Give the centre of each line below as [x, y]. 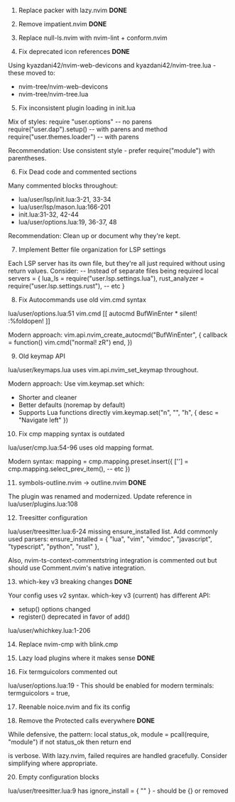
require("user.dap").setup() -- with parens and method [88, 129]
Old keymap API [42, 356]
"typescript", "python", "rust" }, [54, 547]
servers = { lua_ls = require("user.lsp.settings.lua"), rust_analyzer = [106, 278]
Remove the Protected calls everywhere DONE [87, 721]
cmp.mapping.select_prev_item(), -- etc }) [69, 469]
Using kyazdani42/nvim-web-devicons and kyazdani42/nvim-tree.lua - [112, 65]
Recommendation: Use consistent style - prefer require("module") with [111, 151]
